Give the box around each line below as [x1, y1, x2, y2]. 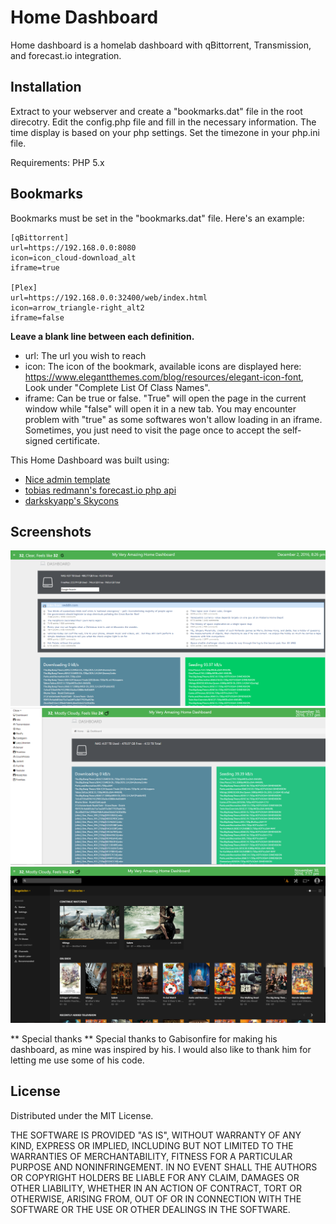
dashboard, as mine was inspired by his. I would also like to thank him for [10, 1043, 312, 1055]
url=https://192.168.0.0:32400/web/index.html [10, 292, 208, 303]
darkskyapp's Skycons [24, 494, 119, 506]
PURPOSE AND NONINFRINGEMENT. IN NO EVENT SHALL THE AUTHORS [10, 1161, 318, 1173]
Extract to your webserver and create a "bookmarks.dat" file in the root [10, 105, 303, 117]
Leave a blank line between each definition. [10, 330, 195, 342]
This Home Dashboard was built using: [10, 454, 170, 466]
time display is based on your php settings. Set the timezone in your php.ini [10, 126, 320, 138]
